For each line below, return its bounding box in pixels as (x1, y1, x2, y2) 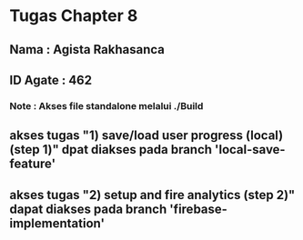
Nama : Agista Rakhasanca (9, 42, 166, 57)
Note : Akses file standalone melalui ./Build (9, 99, 204, 112)
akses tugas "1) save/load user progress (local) (9, 128, 284, 144)
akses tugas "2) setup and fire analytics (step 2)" (9, 187, 296, 203)
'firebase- (169, 201, 227, 216)
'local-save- (214, 142, 286, 157)
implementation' (9, 215, 106, 231)
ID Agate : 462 (9, 72, 93, 87)
